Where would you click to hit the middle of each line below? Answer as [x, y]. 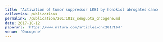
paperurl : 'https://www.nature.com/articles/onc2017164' [64, 28]
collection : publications [31, 14]
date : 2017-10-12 [23, 23]
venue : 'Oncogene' [24, 32]
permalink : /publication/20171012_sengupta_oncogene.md [63, 18]
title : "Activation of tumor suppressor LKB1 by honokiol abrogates [76, 9]
